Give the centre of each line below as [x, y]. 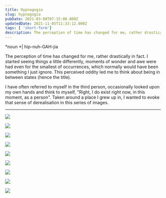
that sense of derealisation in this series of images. [57, 102]
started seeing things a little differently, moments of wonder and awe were [81, 61]
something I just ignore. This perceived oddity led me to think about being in [83, 72]
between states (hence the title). [38, 77]
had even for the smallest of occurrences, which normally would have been [82, 67]
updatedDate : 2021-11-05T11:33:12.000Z [46, 23]
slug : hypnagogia [23, 14]
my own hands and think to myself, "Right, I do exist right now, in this [75, 92]
